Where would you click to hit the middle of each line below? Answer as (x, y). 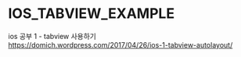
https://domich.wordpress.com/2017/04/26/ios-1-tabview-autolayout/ (120, 45)
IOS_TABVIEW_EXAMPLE (91, 14)
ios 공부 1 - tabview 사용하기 (52, 36)
